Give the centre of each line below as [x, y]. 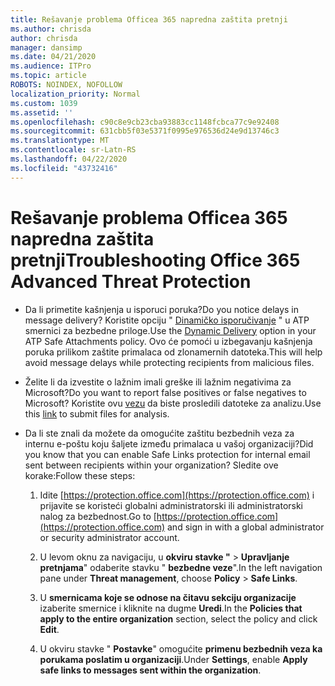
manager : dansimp [46, 47]
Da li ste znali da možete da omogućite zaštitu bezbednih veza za [159, 433]
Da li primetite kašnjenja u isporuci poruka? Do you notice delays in [162, 309]
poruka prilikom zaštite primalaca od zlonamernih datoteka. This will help [173, 352]
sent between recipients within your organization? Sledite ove [151, 465]
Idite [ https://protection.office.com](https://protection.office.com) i [177, 495]
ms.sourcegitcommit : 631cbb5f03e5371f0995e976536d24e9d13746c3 [145, 131]
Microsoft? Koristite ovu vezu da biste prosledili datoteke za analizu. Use [173, 403]
